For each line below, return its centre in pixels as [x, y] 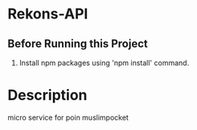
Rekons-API [48, 14]
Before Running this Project [78, 44]
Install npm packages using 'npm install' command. [104, 63]
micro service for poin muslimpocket [68, 117]
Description [47, 95]
